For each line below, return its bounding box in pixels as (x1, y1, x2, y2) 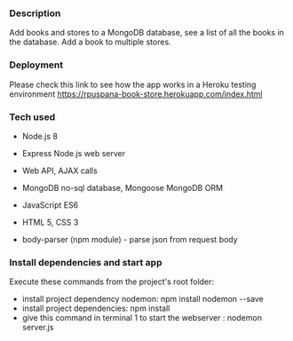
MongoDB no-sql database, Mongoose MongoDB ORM (21, 182, 224, 193)
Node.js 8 (21, 131, 58, 141)
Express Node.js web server (21, 147, 126, 158)
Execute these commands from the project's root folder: (9, 276, 215, 287)
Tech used (9, 110, 56, 123)
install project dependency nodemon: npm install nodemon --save (21, 294, 265, 305)
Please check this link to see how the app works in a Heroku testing (9, 79, 257, 90)
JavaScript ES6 (21, 199, 79, 210)
